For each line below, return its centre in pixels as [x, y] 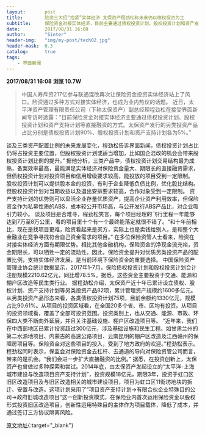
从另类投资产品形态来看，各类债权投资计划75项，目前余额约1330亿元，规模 [101, 298]
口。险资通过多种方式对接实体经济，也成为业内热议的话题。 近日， [105, 102]
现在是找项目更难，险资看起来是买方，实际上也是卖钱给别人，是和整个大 [108, 229]
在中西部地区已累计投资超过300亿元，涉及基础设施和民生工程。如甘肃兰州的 [102, 328]
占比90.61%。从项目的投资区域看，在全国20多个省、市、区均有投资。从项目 [102, 305]
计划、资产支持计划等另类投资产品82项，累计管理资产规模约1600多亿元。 [104, 290]
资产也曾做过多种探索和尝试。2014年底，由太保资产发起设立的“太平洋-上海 [100, 366]
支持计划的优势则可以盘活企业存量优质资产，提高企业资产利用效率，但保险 [105, 198]
